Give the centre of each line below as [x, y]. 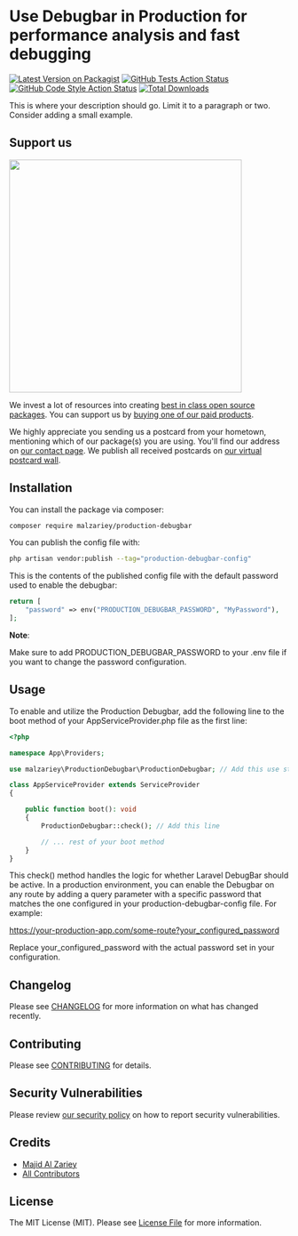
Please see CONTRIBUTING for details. [81, 1065]
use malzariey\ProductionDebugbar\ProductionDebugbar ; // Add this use [144, 769]
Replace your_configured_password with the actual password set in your [142, 948]
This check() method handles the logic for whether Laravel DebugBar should [149, 875]
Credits [30, 1143]
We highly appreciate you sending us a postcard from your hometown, [138, 431]
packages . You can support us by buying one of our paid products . [132, 414]
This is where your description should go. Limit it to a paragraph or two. [140, 105]
